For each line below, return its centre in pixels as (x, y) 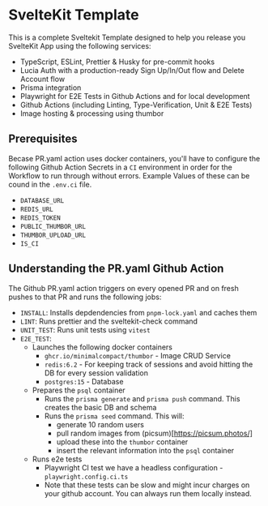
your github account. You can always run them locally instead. (148, 493)
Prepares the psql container (79, 390)
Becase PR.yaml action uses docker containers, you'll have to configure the (134, 158)
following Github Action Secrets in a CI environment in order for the (121, 167)
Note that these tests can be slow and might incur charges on (147, 485)
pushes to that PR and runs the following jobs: (85, 297)
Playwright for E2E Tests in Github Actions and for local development (135, 96)
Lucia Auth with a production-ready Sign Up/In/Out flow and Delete (132, 70)
